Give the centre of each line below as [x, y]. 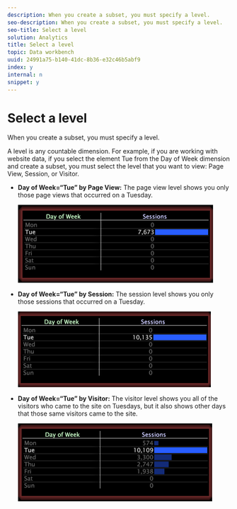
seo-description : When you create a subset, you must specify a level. [115, 22]
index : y [20, 67]
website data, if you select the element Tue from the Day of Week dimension [118, 159]
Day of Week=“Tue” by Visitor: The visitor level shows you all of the [117, 399]
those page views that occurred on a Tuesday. [85, 195]
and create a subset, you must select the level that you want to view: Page [116, 166]
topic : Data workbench [41, 52]
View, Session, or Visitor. [44, 174]
